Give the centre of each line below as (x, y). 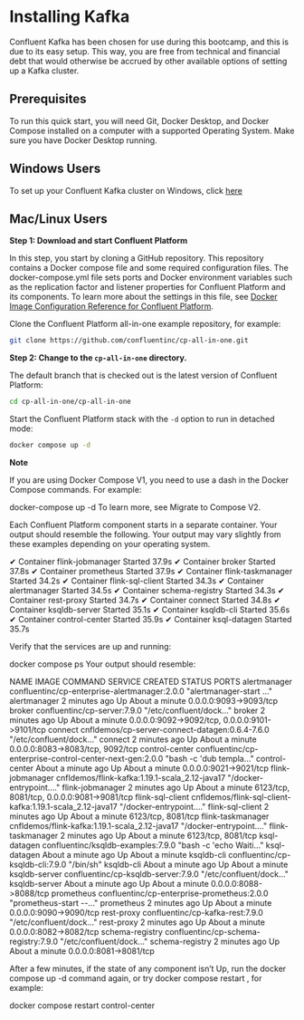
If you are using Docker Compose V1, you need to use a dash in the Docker (149, 480)
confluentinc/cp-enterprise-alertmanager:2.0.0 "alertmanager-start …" (141, 691)
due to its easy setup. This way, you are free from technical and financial (145, 51)
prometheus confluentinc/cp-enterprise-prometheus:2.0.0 (160, 893)
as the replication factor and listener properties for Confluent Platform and (147, 287)
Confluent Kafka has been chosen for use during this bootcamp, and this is (149, 42)
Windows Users (55, 169)
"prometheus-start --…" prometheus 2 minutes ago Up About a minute (141, 903)
